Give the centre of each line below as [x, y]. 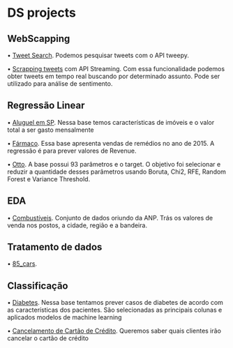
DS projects [42, 13]
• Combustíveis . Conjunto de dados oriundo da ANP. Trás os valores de [110, 218]
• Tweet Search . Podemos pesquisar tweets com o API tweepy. [98, 55]
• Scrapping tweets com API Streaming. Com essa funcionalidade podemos [116, 69]
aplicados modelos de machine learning [65, 317]
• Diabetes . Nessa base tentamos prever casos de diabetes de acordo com [115, 303]
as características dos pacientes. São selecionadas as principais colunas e [115, 310]
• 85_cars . [22, 264]
